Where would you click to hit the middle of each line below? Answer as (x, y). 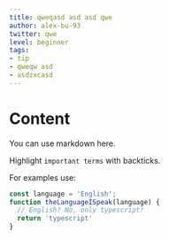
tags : (19, 50)
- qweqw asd (31, 67)
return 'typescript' (55, 219)
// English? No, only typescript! (81, 210)
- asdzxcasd (31, 75)
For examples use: (43, 177)
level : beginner (39, 42)
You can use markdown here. (63, 143)
